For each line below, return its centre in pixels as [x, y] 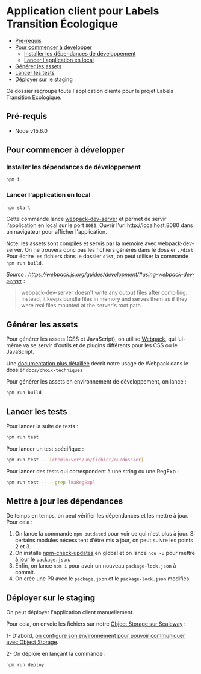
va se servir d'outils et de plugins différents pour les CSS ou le [100, 345]
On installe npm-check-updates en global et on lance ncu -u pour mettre [105, 553]
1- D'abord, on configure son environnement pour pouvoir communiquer [96, 636]
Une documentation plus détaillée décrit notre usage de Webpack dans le [97, 364]
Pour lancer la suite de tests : [42, 426]
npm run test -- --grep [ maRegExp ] [51, 482]
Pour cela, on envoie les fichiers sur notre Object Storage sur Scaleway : [96, 624]
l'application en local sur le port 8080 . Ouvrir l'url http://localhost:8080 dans [100, 225]
